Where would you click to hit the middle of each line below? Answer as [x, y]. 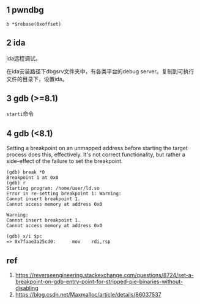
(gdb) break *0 [26, 172]
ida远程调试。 [24, 58]
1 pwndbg [25, 10]
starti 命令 [20, 114]
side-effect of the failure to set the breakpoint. [65, 161]
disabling [27, 288]
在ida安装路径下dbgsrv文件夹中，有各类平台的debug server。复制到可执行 [100, 71]
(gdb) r [16, 183]
